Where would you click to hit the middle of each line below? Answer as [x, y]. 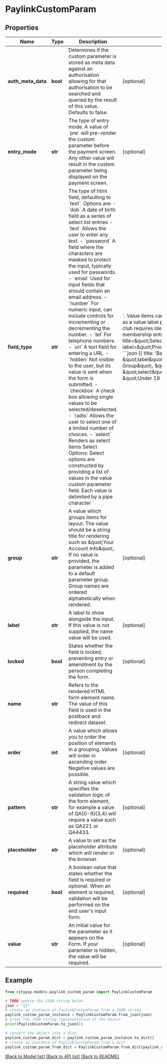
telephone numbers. [92, 341]
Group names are [89, 586]
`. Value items [138, 316]
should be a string [89, 530]
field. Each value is [90, 490]
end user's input [87, 911]
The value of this [88, 704]
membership [137, 334]
